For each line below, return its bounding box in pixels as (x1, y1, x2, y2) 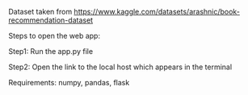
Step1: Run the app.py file (8, 47, 94, 56)
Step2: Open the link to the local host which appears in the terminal (8, 62, 233, 72)
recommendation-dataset (8, 15, 94, 25)
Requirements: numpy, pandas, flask (8, 78, 130, 87)
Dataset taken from (8, 7, 73, 16)
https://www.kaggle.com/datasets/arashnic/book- (74, 7, 241, 16)
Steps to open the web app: (8, 31, 101, 40)
